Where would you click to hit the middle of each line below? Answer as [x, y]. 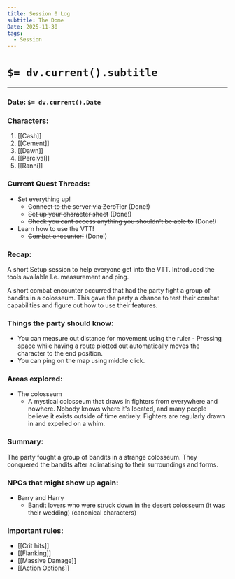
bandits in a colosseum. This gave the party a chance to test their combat [113, 298]
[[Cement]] [33, 143]
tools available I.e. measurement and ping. [68, 277]
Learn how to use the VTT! [56, 228]
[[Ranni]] [30, 166]
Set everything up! [44, 199]
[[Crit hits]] [33, 546]
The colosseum [40, 394]
